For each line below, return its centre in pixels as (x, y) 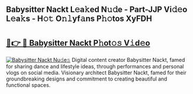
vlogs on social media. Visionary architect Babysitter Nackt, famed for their (96, 73)
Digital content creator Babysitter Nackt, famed (128, 60)
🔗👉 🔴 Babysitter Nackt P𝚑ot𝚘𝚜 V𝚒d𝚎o (78, 43)
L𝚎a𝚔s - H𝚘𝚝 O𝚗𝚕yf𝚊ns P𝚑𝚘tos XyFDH (79, 19)
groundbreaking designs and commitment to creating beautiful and (87, 79)
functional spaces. (28, 85)
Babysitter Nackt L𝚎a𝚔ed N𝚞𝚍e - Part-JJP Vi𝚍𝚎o (97, 10)
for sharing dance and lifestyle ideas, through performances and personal (95, 66)
